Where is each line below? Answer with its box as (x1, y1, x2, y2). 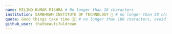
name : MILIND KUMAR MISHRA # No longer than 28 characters (5, 7, 134, 12)
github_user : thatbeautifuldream (5, 21, 77, 26)
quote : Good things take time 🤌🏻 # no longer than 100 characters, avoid (5, 16, 166, 21)
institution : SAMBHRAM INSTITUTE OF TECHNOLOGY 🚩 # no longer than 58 (5, 12, 159, 17)
